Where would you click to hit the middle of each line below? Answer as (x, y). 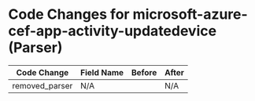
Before (144, 72)
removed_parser (42, 85)
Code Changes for (69, 14)
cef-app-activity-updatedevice (113, 31)
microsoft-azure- (190, 14)
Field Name (102, 72)
